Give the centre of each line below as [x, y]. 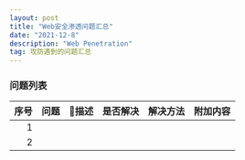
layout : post [34, 18]
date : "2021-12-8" [44, 35]
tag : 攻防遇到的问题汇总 [50, 52]
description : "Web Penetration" [71, 43]
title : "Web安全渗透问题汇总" [62, 27]
